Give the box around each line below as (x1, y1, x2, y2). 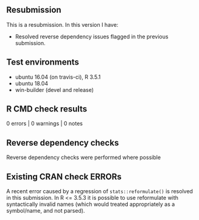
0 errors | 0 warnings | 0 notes (6, 120, 83, 127)
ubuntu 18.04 (15, 79, 49, 87)
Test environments (6, 57, 79, 68)
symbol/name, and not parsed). (6, 207, 85, 215)
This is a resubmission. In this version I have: (6, 21, 119, 28)
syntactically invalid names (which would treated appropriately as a (6, 200, 175, 208)
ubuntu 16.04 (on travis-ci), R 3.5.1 (15, 73, 101, 80)
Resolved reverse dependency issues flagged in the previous (15, 33, 169, 40)
